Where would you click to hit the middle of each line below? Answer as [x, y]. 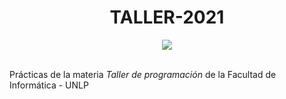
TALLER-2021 [167, 17]
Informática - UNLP [49, 85]
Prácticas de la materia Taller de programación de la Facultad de [143, 74]
